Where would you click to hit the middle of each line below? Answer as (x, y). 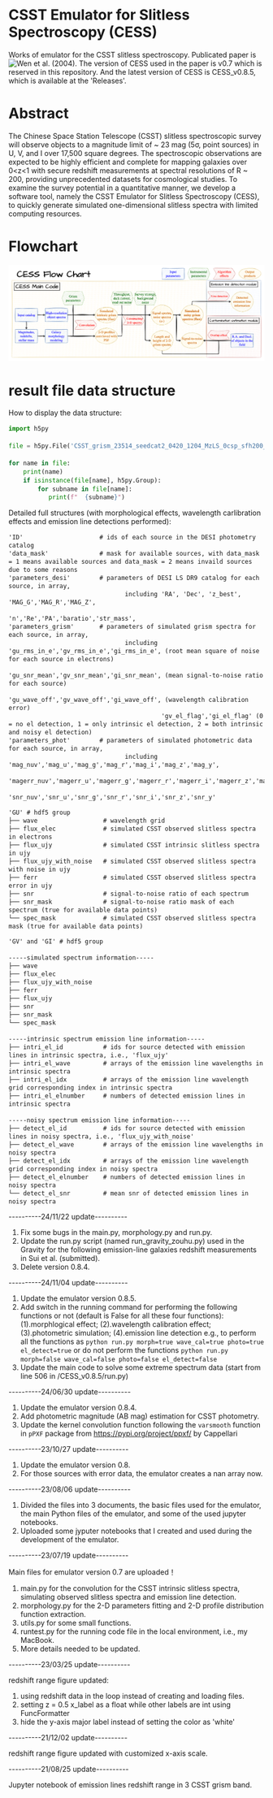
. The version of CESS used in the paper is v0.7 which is (168, 63)
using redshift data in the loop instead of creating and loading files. (132, 1696)
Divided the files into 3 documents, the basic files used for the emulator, (141, 1506)
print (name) (43, 472)
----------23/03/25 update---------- (69, 1665)
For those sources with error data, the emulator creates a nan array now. (141, 1474)
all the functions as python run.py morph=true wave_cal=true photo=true (142, 1341)
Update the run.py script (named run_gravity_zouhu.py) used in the (132, 1241)
